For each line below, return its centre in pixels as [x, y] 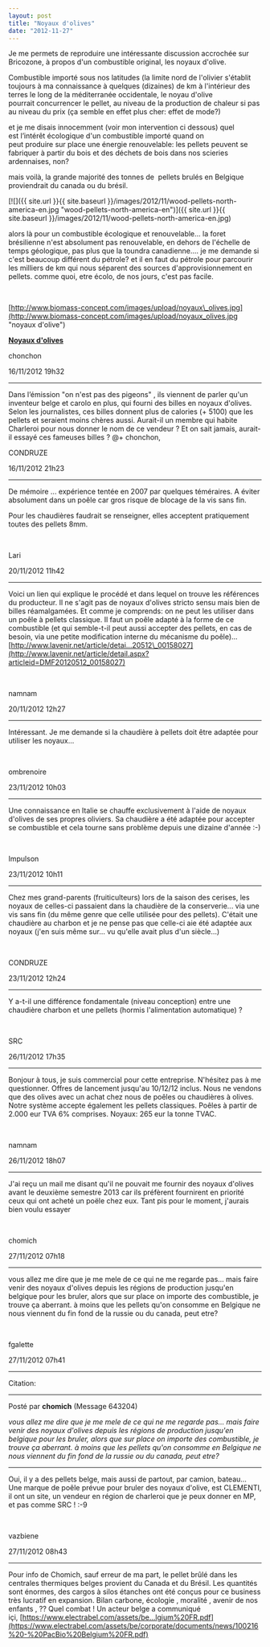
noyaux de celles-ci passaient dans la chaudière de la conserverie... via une [134, 906]
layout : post [30, 16]
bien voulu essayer [39, 1210]
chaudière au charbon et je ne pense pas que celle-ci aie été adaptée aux [130, 923]
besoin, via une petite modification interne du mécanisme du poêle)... [123, 637]
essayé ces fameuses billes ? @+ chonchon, [87, 437]
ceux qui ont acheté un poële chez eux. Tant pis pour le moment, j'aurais [129, 1201]
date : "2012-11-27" [41, 31]
